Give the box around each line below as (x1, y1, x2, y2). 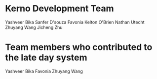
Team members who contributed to (5, 42, 153, 53)
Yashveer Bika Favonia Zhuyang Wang (5, 68, 83, 74)
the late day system (5, 52, 87, 63)
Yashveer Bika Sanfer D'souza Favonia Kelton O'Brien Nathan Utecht (5, 19, 145, 25)
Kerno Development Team (5, 3, 115, 14)
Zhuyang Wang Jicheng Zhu (5, 24, 63, 30)
